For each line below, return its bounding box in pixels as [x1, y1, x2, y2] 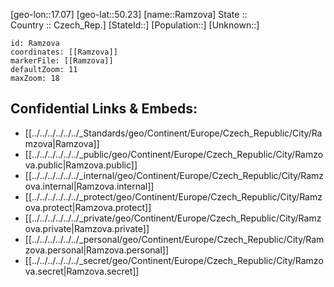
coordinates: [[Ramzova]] [10, 47, 118, 57]
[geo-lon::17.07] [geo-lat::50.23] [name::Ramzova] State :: [10, 9, 248, 20]
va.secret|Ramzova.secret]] [24, 265, 140, 277]
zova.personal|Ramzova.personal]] [24, 244, 170, 256]
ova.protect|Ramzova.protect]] [24, 201, 152, 213]
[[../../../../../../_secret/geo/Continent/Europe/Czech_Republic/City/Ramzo [24, 254, 324, 266]
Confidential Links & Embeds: [10, 100, 198, 118]
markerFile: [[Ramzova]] [10, 56, 114, 66]
